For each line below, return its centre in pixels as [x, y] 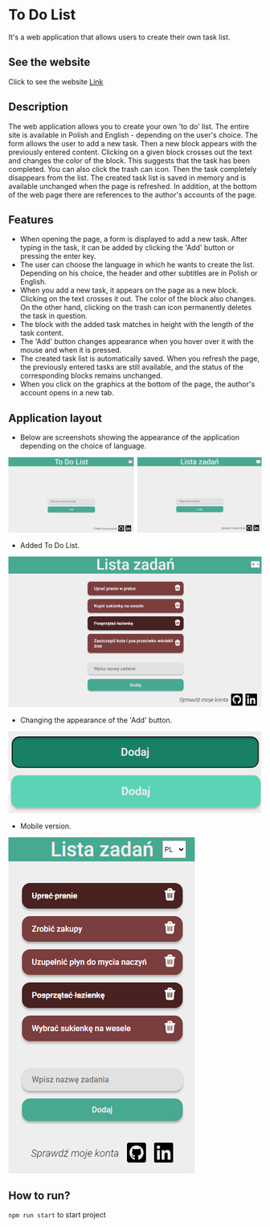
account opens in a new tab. [67, 393]
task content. [42, 333]
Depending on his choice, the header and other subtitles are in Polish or [139, 273]
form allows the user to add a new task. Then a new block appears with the [133, 143]
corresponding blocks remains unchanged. [91, 376]
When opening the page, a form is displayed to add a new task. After [133, 239]
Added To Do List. [50, 545]
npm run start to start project [57, 1215]
